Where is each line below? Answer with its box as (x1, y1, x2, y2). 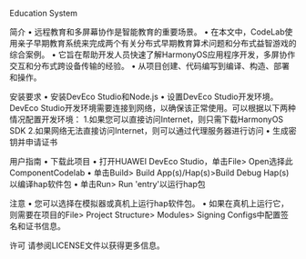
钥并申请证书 (9, 136, 57, 147)
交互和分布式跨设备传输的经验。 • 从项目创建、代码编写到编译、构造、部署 (9, 61, 290, 71)
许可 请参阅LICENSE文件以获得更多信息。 (9, 240, 166, 251)
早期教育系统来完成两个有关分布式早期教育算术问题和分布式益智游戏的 (33, 38, 297, 48)
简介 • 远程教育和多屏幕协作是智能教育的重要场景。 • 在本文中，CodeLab (9, 26, 285, 37)
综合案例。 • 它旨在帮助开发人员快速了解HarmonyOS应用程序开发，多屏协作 (9, 49, 296, 60)
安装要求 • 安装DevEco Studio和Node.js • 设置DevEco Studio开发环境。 (9, 91, 279, 102)
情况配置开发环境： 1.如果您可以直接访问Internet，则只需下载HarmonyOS (9, 114, 284, 125)
